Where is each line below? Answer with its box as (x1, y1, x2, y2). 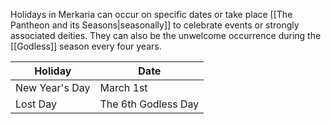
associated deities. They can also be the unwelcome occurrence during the (10, 30, 322, 41)
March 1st (99, 81, 148, 94)
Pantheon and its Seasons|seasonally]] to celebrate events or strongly (10, 19, 300, 31)
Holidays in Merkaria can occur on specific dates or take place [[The (10, 9, 293, 20)
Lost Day (15, 97, 57, 111)
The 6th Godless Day (99, 97, 200, 111)
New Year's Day (15, 81, 91, 94)
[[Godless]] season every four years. (10, 40, 162, 52)
